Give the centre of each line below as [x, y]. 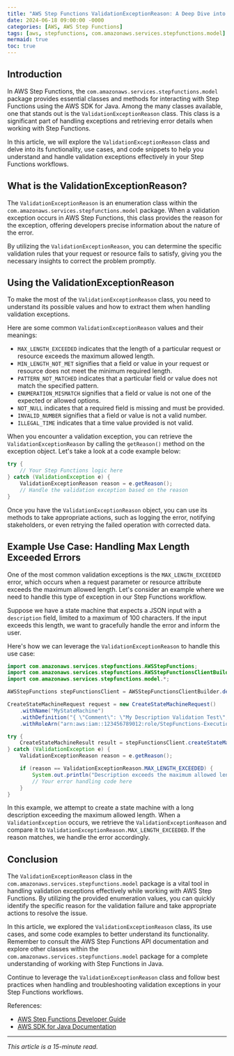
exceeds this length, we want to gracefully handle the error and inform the [114, 625]
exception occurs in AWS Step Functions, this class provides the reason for [115, 218]
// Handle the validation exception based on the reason [104, 490]
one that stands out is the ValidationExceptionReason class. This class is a [114, 113]
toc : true [22, 46]
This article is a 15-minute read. [53, 1047]
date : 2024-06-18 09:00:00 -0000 [56, 20]
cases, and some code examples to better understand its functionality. [108, 934]
